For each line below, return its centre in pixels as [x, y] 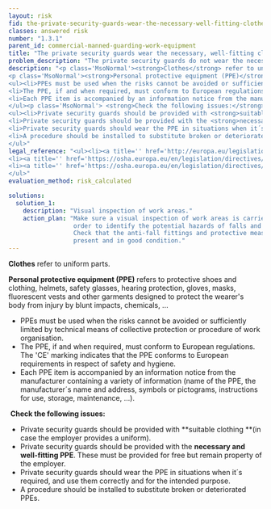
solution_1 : [36, 203]
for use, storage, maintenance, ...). [77, 398]
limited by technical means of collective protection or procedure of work [140, 329]
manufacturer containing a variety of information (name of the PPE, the [138, 381]
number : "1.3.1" [35, 38]
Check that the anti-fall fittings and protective [160, 233]
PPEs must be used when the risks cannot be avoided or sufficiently [133, 321]
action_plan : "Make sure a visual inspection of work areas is [131, 218]
